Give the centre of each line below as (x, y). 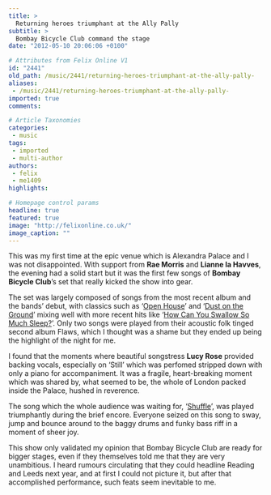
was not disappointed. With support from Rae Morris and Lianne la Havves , (135, 265)
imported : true (34, 98)
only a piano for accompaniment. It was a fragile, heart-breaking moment (130, 373)
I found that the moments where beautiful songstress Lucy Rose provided (131, 356)
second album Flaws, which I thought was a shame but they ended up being (135, 332)
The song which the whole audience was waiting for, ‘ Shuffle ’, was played (131, 407)
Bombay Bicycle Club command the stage (83, 38)
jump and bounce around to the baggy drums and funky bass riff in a (123, 424)
